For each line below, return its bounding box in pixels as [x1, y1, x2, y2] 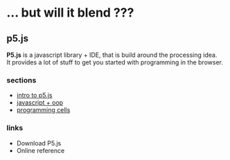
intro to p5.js [16, 91, 53, 100]
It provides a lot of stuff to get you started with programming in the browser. [6, 58, 223, 66]
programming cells [16, 106, 71, 114]
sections [6, 75, 37, 85]
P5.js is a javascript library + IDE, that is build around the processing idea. [6, 51, 218, 59]
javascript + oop [16, 98, 64, 107]
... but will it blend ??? [6, 5, 134, 21]
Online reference [16, 146, 65, 154]
